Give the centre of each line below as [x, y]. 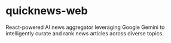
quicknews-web [47, 11]
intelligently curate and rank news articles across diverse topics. [85, 33]
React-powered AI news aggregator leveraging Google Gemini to [85, 27]
